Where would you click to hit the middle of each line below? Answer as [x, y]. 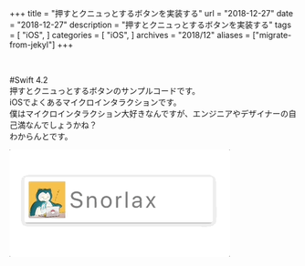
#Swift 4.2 [29, 80]
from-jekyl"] [32, 45]
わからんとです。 [41, 136]
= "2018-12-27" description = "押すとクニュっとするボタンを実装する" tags [151, 25]
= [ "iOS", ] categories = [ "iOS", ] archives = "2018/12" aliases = [130, 35]
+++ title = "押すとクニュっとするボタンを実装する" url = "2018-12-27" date [152, 13]
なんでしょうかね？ [61, 125]
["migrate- [272, 35]
